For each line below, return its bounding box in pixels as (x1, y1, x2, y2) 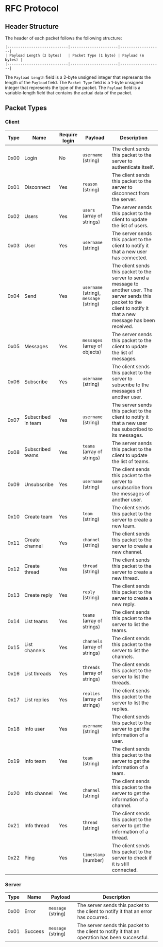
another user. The (112, 286, 153, 293)
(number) (82, 857, 104, 863)
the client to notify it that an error (77, 908, 152, 914)
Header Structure (5, 22, 59, 31)
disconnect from (112, 190, 149, 197)
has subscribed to (112, 426, 153, 432)
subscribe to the (112, 381, 149, 388)
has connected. (112, 254, 147, 261)
